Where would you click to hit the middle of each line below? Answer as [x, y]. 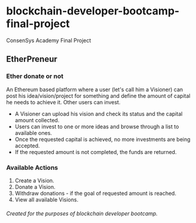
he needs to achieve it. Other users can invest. [63, 102]
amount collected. [37, 120]
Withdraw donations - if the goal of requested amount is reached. [95, 193]
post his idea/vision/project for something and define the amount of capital [98, 96]
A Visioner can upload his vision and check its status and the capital [99, 114]
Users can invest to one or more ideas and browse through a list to [97, 126]
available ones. [33, 132]
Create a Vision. [35, 180]
